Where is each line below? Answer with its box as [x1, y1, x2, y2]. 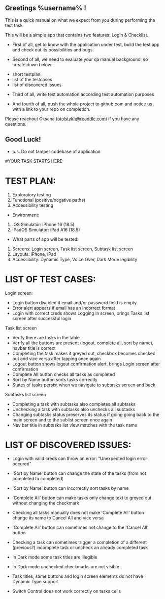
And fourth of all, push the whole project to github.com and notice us [12, 101, 153, 107]
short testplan [12, 71, 41, 77]
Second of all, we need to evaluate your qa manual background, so [12, 56, 148, 62]
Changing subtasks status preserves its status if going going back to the [12, 412, 160, 417]
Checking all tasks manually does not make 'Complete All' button [12, 509, 144, 516]
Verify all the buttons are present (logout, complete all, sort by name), [12, 340, 154, 346]
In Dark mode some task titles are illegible [12, 554, 98, 560]
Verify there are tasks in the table [12, 334, 80, 340]
